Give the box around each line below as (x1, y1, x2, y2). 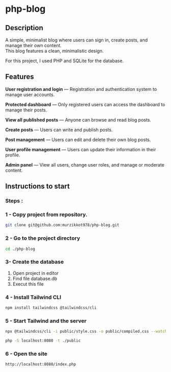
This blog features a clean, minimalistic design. (5, 48, 104, 54)
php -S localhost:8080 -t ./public (5, 338, 81, 343)
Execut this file (12, 281, 44, 287)
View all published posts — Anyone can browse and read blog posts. (5, 117, 152, 123)
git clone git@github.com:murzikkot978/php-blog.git (5, 223, 120, 228)
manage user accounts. (5, 91, 55, 98)
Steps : (5, 197, 23, 204)
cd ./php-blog (5, 246, 36, 251)
